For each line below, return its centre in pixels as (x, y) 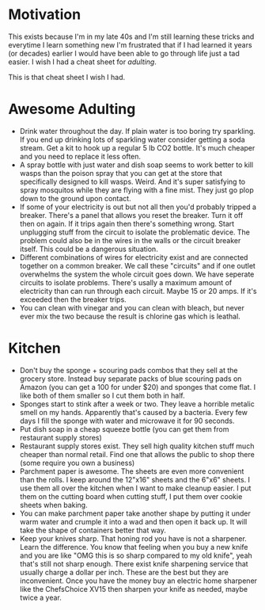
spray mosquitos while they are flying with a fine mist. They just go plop (137, 190)
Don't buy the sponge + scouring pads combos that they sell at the (129, 370)
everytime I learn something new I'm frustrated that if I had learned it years (130, 44)
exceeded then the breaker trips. (73, 299)
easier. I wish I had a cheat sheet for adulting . (82, 62)
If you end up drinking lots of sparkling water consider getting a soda (132, 139)
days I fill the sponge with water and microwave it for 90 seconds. (127, 421)
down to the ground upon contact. (76, 198)
